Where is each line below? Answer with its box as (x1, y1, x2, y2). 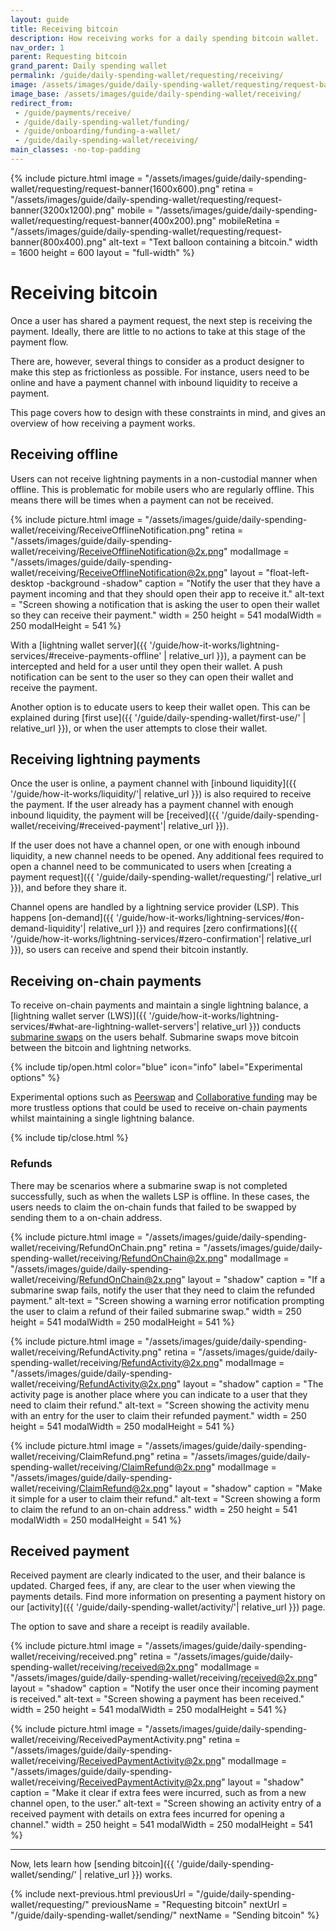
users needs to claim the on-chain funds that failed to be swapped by (10, 1201, 297, 1213)
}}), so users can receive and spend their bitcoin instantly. (10, 944, 249, 956)
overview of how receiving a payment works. (10, 417, 196, 429)
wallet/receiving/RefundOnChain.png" (10, 1241, 168, 1253)
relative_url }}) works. (84, 1869, 173, 1881)
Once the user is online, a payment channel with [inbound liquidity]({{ (10, 777, 297, 790)
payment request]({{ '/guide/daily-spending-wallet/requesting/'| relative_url (10, 871, 322, 883)
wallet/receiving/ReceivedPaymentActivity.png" (10, 1734, 207, 1746)
